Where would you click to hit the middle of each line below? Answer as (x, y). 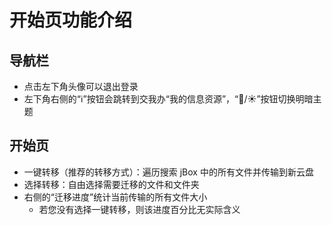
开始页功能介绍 (71, 20)
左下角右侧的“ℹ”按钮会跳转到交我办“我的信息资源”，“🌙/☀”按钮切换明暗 (168, 99)
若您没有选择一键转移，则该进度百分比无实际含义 (139, 209)
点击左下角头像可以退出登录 (81, 86)
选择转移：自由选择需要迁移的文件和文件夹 (111, 184)
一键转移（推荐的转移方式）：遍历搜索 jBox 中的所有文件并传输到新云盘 (168, 172)
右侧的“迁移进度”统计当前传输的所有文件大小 (115, 197)
